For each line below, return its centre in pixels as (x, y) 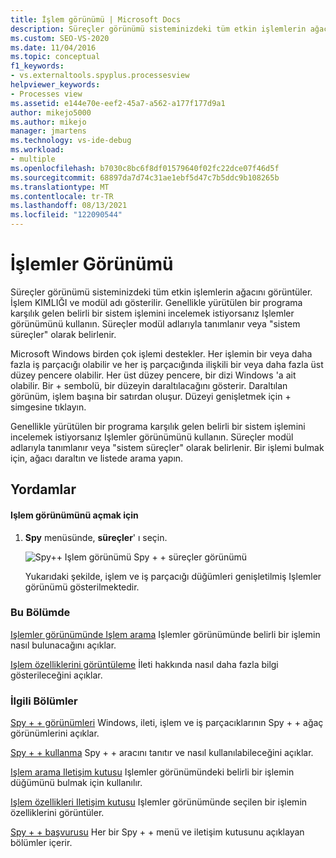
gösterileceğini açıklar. (56, 675)
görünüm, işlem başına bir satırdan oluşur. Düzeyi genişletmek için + (151, 396)
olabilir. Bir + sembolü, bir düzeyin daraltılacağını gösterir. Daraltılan (149, 385)
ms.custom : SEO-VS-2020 (60, 38)
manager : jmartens (48, 131)
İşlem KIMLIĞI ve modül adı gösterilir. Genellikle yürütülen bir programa (156, 302)
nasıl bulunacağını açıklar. (63, 645)
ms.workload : (37, 150)
